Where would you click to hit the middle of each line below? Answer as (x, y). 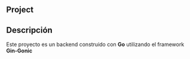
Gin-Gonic (19, 51)
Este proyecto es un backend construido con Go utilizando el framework (95, 45)
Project (20, 10)
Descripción (29, 30)
